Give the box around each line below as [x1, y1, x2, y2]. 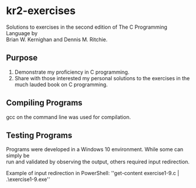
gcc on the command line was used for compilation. [6, 113, 131, 121]
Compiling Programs [6, 98, 83, 108]
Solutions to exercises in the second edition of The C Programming [6, 23, 168, 30]
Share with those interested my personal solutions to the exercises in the [14, 74, 190, 81]
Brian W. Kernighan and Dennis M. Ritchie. [6, 36, 108, 43]
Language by [6, 29, 38, 36]
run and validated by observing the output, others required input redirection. [6, 158, 190, 165]
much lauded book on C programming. [14, 81, 108, 88]
